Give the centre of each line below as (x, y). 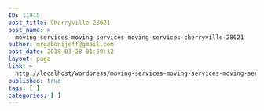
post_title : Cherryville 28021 (59, 23)
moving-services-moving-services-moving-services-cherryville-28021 (130, 37)
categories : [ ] (35, 95)
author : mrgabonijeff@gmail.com (61, 45)
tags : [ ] (24, 88)
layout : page (29, 59)
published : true (35, 81)
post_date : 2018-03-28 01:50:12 (61, 52)
